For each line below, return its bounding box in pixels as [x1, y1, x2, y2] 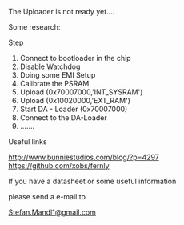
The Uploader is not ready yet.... [8, 7, 115, 16]
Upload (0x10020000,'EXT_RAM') [19, 96, 130, 105]
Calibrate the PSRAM [19, 79, 90, 88]
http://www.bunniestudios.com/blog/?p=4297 [8, 152, 160, 162]
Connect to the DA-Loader [19, 113, 107, 123]
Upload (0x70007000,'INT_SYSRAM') [19, 87, 143, 97]
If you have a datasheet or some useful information [8, 176, 177, 186]
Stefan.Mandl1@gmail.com [8, 207, 96, 217]
